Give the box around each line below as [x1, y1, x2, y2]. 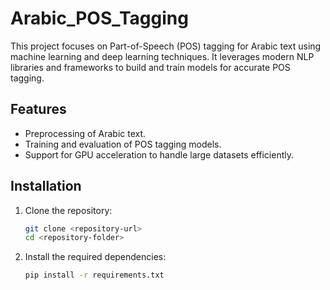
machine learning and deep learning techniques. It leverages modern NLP [10, 50, 315, 62]
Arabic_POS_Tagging [10, 7, 189, 30]
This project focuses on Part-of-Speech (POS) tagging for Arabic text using [10, 40, 322, 52]
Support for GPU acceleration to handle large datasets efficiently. [24, 148, 295, 161]
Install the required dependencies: [24, 251, 167, 263]
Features [10, 101, 67, 118]
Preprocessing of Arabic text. [24, 127, 147, 139]
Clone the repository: [24, 204, 113, 216]
